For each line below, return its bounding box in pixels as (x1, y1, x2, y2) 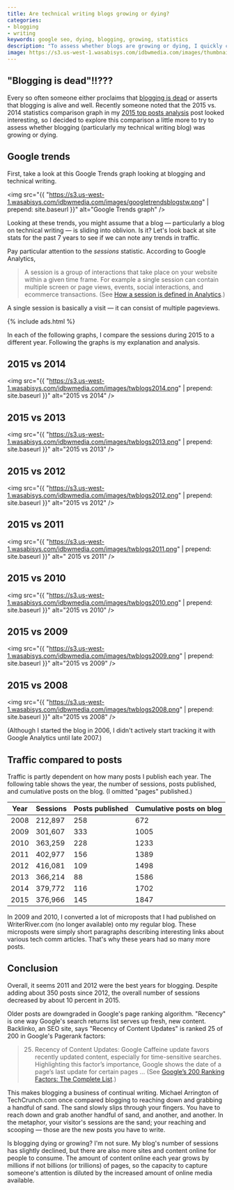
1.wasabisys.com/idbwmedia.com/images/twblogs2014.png (7, 384, 179, 393)
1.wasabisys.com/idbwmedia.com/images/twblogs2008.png (7, 705, 180, 714)
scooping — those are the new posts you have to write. (7, 1125, 166, 1133)
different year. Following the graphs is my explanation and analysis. (7, 338, 200, 346)
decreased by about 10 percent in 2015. (7, 995, 120, 1004)
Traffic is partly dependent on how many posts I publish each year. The (7, 772, 212, 781)
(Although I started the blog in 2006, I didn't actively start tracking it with (7, 726, 216, 735)
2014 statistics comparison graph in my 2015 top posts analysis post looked (7, 108, 224, 116)
